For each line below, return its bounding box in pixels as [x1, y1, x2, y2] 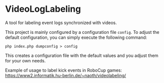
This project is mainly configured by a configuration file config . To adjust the [5, 29, 160, 35]
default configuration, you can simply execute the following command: [5, 34, 147, 40]
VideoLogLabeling [5, 3, 81, 15]
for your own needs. [5, 57, 46, 63]
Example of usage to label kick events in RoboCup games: [5, 67, 122, 73]
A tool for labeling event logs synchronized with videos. [5, 20, 117, 26]
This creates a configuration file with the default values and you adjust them [5, 53, 159, 58]
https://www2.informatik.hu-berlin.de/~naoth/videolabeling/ [5, 72, 126, 78]
